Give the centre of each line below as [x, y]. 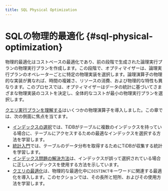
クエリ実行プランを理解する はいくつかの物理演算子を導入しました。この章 [82, 110]
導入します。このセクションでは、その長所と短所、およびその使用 [89, 177]
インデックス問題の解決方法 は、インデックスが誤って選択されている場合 [86, 158]
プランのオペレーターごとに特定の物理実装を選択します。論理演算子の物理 [86, 74]
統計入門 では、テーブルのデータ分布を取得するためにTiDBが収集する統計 [87, 145]
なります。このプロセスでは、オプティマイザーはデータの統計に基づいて [79, 87]
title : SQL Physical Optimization [41, 10]
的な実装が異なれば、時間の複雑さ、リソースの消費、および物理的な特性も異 [84, 80]
